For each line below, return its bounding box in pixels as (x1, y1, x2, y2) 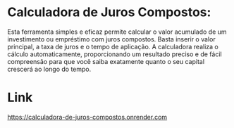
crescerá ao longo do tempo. (7, 65, 92, 73)
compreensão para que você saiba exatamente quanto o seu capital (7, 57, 205, 65)
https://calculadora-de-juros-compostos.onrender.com (7, 113, 168, 121)
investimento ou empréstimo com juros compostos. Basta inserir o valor (7, 34, 216, 43)
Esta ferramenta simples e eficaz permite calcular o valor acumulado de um (7, 27, 227, 36)
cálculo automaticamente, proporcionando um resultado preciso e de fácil (7, 50, 222, 58)
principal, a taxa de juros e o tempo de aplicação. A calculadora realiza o (7, 42, 218, 51)
